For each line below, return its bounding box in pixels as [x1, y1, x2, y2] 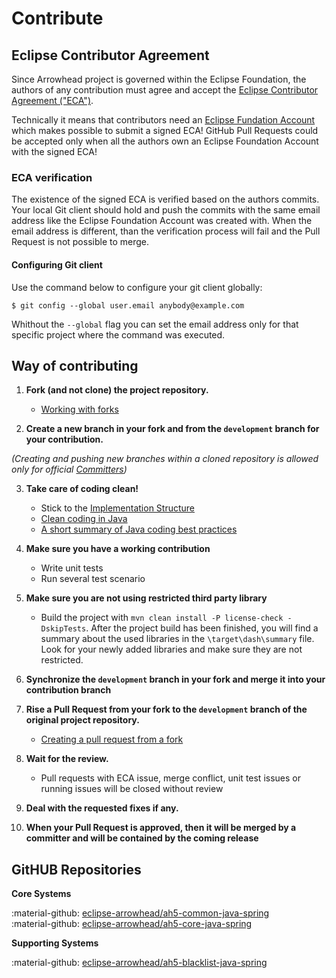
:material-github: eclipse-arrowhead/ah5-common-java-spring [11, 907, 270, 919]
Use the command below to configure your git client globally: [11, 281, 263, 293]
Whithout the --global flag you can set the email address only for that [11, 318, 299, 330]
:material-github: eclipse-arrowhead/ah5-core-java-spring [11, 918, 253, 930]
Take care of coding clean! [25, 483, 139, 495]
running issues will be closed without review [40, 783, 224, 795]
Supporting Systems [11, 937, 99, 949]
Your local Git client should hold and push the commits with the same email [11, 204, 321, 216]
